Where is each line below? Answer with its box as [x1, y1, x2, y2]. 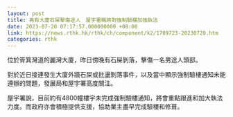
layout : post [7, 10, 45, 17]
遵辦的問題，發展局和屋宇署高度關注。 [7, 79, 116, 87]
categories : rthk [7, 36, 58, 43]
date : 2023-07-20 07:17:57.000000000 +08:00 [7, 23, 138, 30]
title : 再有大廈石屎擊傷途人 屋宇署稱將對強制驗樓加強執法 [7, 17, 158, 24]
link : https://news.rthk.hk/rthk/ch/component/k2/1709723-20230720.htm [7, 29, 218, 37]
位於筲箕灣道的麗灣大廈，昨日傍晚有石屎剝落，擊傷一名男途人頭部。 [7, 56, 202, 64]
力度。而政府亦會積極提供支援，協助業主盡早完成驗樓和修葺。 [7, 102, 184, 111]
